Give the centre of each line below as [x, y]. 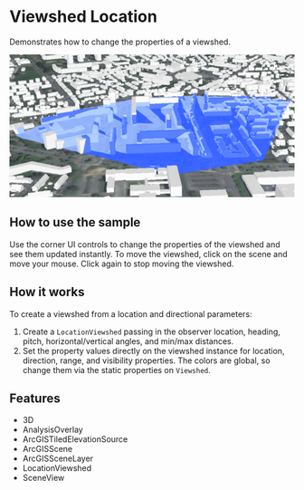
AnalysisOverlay [52, 430]
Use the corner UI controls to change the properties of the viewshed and [145, 244]
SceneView [43, 478]
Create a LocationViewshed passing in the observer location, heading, [151, 331]
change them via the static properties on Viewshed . [116, 370]
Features [35, 398]
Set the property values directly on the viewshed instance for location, [153, 351]
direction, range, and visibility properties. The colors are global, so [146, 360]
